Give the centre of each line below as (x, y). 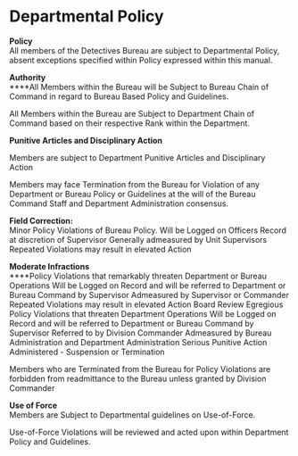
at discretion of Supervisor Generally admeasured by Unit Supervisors (138, 239)
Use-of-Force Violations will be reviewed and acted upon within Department (149, 432)
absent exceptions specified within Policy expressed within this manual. (141, 60)
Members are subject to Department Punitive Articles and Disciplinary (137, 157)
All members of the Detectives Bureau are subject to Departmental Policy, (145, 50)
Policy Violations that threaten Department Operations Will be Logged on (143, 313)
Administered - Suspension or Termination (87, 352)
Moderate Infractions (50, 266)
